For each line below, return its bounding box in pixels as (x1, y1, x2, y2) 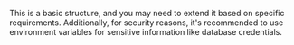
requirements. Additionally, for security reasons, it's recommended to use (9, 17, 284, 28)
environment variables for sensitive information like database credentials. (9, 27, 282, 37)
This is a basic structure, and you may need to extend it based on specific (9, 8, 285, 18)
